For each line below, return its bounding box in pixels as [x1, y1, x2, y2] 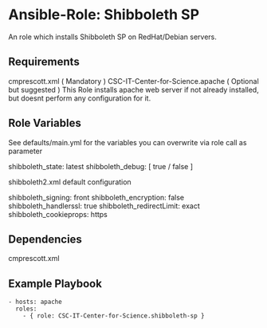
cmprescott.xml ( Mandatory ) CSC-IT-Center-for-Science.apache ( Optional [8, 76, 259, 85]
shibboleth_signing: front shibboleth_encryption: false [8, 192, 185, 202]
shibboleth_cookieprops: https [8, 209, 108, 219]
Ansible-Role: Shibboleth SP [8, 6, 200, 24]
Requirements [8, 55, 80, 69]
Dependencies [8, 232, 82, 246]
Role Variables [8, 117, 81, 130]
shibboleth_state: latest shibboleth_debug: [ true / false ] [8, 161, 194, 171]
